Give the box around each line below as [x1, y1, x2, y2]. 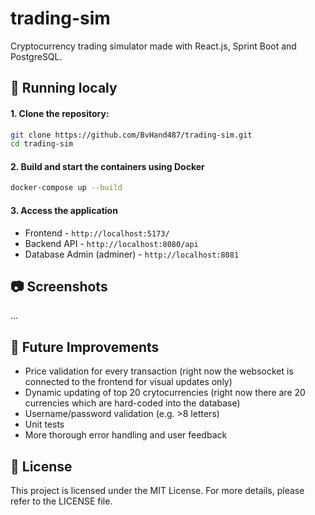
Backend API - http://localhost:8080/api [24, 237, 199, 249]
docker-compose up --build [10, 183, 123, 193]
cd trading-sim [10, 139, 74, 149]
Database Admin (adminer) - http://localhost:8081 [24, 248, 240, 260]
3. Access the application [10, 204, 118, 216]
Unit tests [24, 418, 65, 431]
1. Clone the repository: [10, 107, 110, 119]
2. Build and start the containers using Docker [10, 160, 205, 172]
